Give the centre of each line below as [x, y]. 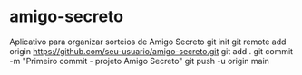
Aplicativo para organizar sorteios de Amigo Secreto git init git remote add [148, 42]
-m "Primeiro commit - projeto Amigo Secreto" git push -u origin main [140, 61]
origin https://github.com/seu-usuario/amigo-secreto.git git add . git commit [151, 51]
